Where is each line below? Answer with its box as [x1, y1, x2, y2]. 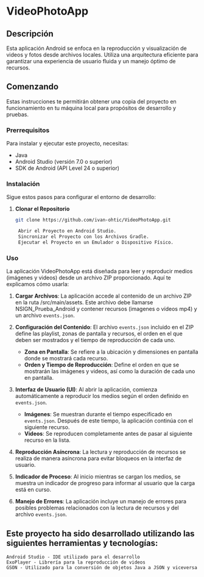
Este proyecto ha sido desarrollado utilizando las [6, 528, 195, 539]
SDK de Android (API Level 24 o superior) [15, 164, 120, 172]
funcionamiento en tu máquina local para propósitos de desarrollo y [6, 104, 177, 111]
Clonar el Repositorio [15, 205, 70, 212]
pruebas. [6, 111, 29, 118]
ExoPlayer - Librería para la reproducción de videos [6, 559, 146, 565]
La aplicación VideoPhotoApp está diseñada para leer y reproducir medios [6, 268, 193, 275]
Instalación [6, 180, 40, 188]
